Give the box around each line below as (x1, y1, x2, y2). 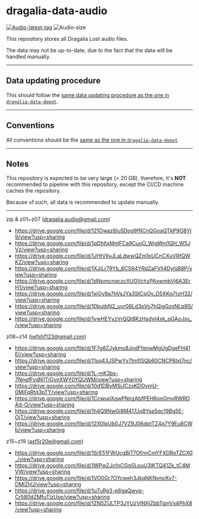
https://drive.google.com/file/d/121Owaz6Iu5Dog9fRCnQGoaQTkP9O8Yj (14, 227, 192, 235)
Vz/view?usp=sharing (14, 246, 68, 253)
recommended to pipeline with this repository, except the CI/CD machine (6, 181, 184, 188)
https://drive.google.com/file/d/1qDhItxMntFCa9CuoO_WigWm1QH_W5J (14, 240, 191, 247)
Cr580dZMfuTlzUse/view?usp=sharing (14, 494, 110, 501)
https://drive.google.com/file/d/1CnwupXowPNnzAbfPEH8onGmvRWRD (14, 395, 190, 402)
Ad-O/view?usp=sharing (14, 401, 75, 408)
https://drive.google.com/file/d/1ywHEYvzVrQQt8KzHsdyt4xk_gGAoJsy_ (14, 315, 192, 322)
